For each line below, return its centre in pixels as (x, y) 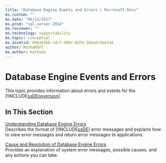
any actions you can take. (32, 155)
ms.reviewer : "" (22, 29)
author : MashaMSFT (24, 47)
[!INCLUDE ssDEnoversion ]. (33, 96)
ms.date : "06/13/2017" (29, 19)
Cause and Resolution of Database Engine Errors (56, 144)
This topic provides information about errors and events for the (70, 91)
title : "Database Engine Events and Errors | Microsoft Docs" (72, 10)
